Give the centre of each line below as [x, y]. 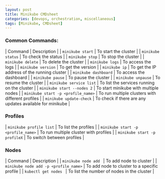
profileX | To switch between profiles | [45, 137]
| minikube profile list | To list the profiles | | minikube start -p [72, 127]
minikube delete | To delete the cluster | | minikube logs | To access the [78, 61]
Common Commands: [32, 41]
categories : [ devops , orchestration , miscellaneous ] [60, 19]
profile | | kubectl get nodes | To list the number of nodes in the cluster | [80, 171]
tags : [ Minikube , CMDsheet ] [34, 23]
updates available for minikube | [38, 103]
